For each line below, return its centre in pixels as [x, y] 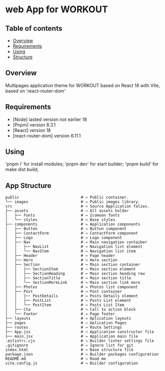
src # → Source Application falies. [77, 207]
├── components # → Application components [73, 224]
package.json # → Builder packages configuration [82, 355]
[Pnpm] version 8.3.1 [34, 125]
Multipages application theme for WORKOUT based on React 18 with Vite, [83, 85]
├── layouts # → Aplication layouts [68, 319]
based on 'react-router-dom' [36, 91]
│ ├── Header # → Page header [60, 256]
